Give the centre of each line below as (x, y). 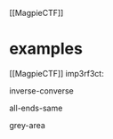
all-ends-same (36, 108)
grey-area (28, 125)
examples (46, 49)
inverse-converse (41, 90)
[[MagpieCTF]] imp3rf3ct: (56, 73)
